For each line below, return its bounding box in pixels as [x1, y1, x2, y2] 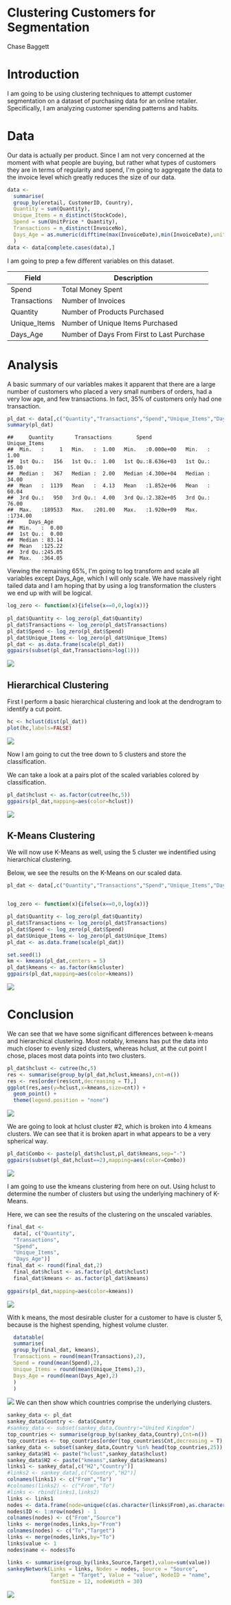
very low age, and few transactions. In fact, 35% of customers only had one [7, 395, 222, 403]
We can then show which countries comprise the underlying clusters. [15, 1399, 212, 1407]
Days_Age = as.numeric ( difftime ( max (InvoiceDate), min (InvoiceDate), [13, 231, 214, 238]
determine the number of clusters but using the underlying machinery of [7, 1189, 212, 1198]
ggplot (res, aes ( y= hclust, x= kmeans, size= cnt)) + [7, 1084, 146, 1091]
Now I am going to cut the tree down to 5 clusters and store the [7, 750, 187, 758]
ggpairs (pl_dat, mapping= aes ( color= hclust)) [7, 798, 134, 805]
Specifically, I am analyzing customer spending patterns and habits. [7, 104, 199, 112]
